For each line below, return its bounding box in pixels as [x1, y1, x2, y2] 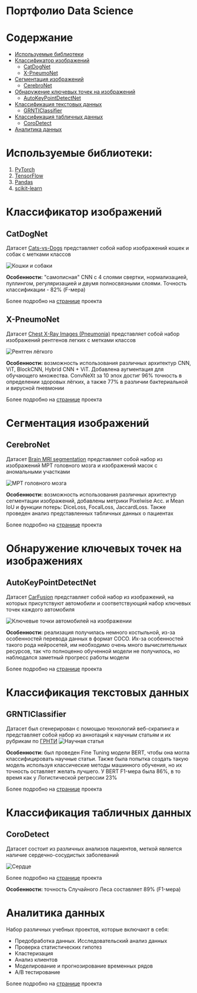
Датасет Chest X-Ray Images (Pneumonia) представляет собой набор [6, 330, 180, 337]
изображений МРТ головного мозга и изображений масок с [6, 462, 158, 469]
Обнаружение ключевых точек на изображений [14, 88, 136, 96]
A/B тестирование [14, 968, 61, 975]
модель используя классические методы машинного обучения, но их [6, 761, 182, 768]
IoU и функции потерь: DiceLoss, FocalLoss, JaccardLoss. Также [6, 503, 166, 511]
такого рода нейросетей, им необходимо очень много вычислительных [6, 641, 187, 648]
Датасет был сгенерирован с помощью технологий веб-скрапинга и [6, 725, 179, 732]
